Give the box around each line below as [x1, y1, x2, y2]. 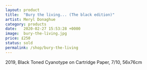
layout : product [5, 7, 40, 13]
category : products [5, 21, 47, 27]
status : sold [5, 41, 33, 46]
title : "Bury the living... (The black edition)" [5, 12, 115, 17]
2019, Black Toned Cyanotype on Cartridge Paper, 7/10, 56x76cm [5, 59, 142, 65]
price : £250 [5, 36, 31, 41]
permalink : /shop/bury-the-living [5, 45, 79, 50]
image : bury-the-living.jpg [5, 31, 67, 36]
